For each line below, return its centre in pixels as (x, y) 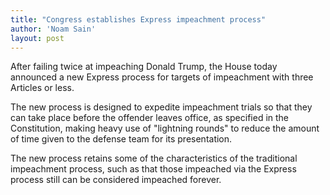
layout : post (37, 38)
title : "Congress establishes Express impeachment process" (138, 19)
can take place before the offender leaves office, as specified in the (150, 118)
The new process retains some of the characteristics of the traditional (154, 158)
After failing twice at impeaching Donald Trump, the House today (144, 67)
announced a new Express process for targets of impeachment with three (162, 77)
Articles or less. (42, 88)
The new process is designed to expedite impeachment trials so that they (161, 107)
